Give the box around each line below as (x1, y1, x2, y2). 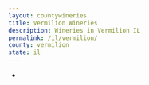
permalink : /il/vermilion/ (8, 33, 98, 42)
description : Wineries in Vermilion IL (8, 26, 141, 34)
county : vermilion (8, 41, 69, 49)
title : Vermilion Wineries (8, 19, 98, 27)
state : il (8, 48, 41, 56)
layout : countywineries (8, 11, 88, 20)
